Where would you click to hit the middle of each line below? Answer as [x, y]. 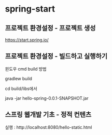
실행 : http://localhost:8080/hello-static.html [49, 127]
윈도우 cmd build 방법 [26, 69]
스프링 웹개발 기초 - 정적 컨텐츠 [48, 115]
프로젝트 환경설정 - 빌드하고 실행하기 [56, 56]
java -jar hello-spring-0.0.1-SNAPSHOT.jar [47, 98]
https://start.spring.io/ [27, 40]
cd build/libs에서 [21, 89]
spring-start [30, 9]
